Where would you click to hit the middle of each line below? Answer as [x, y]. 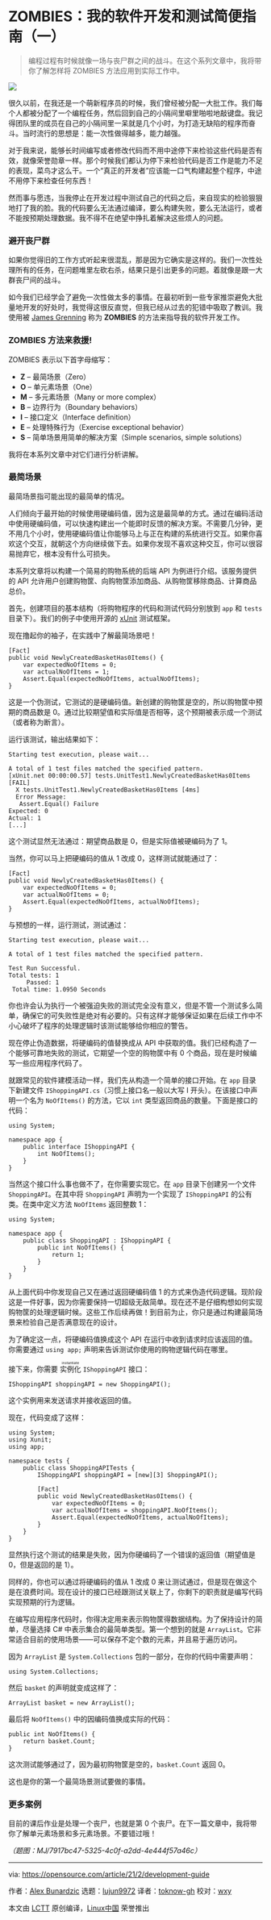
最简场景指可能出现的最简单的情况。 [69, 496]
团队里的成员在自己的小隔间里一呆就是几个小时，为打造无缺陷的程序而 [131, 123]
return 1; [68, 1254]
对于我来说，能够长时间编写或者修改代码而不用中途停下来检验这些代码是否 [132, 150]
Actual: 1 [25, 818]
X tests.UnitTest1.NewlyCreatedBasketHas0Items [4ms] [108, 790]
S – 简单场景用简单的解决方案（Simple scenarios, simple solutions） [133, 437]
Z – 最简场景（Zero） [55, 377]
